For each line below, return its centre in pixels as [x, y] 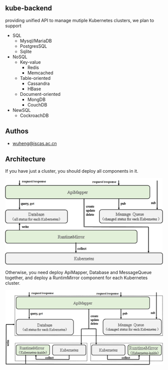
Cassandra [38, 83]
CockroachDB [34, 115]
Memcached [40, 73]
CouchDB [37, 104]
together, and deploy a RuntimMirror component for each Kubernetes [76, 278]
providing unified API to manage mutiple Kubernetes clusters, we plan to [79, 20]
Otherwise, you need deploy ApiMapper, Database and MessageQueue [78, 272]
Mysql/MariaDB [36, 41]
